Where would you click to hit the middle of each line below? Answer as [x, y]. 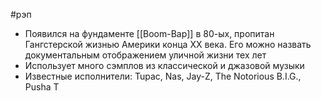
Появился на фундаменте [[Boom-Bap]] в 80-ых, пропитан [149, 33]
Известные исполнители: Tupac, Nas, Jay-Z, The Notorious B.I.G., [163, 76]
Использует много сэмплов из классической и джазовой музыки [164, 65]
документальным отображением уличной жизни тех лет [145, 55]
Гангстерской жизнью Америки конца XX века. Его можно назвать [168, 44]
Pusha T [42, 87]
